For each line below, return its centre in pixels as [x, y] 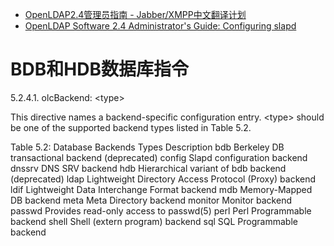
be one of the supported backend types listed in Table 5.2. [131, 127]
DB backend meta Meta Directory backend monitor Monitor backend [151, 200]
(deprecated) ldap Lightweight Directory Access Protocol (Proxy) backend [163, 179]
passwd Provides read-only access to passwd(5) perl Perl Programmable [161, 210]
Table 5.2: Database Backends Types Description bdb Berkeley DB [147, 147]
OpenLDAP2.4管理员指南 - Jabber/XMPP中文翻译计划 [135, 14]
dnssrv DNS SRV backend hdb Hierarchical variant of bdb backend [148, 168]
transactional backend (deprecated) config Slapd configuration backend [159, 157]
